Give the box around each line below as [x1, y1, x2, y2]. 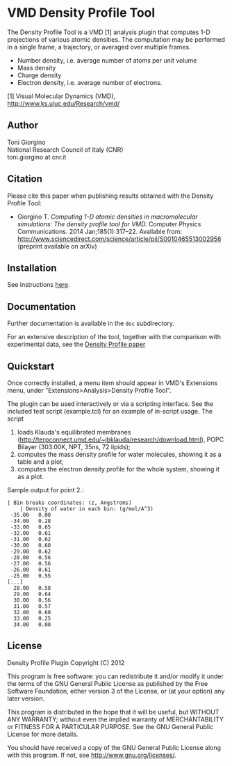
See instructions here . [7, 281, 71, 289]
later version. [7, 694, 45, 703]
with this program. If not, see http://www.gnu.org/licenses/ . [7, 751, 177, 759]
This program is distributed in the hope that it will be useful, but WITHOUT [7, 708, 219, 716]
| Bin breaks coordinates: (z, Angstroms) [7, 499, 132, 506]
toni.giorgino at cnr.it [7, 153, 67, 161]
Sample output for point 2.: [7, 486, 84, 494]
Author [7, 120, 38, 132]
